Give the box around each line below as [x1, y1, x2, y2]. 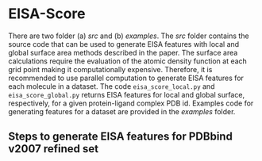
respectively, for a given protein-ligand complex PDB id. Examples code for [8, 98, 254, 108]
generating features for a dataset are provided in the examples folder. [8, 106, 236, 116]
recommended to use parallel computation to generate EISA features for [8, 73, 245, 82]
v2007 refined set [8, 142, 99, 155]
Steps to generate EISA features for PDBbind [8, 130, 233, 144]
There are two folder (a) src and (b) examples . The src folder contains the [8, 31, 249, 40]
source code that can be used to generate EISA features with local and [8, 39, 240, 48]
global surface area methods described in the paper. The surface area [8, 48, 238, 57]
